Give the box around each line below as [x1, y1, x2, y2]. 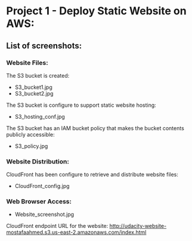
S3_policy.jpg [14, 142, 48, 150]
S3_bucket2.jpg [14, 89, 54, 97]
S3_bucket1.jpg [14, 84, 52, 91]
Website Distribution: [6, 157, 70, 165]
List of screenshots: [6, 41, 82, 51]
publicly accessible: [6, 131, 55, 138]
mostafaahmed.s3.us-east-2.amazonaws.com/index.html [6, 228, 147, 236]
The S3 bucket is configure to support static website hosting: [6, 101, 156, 109]
